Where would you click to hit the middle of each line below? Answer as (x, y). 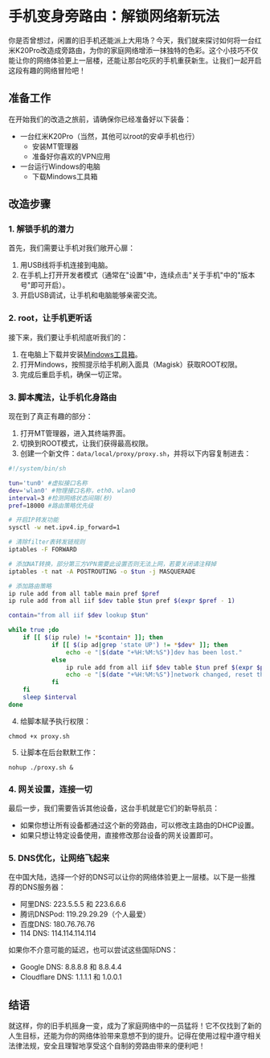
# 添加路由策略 (30, 586)
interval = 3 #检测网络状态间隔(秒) (61, 498)
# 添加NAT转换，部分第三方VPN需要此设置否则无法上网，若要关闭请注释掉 (112, 564)
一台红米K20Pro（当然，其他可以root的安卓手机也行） (109, 136)
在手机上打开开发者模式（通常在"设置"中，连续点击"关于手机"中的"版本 (137, 275)
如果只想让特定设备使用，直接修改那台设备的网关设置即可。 (119, 835)
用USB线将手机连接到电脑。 (66, 265)
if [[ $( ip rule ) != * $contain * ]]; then (93, 638)
